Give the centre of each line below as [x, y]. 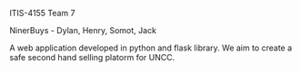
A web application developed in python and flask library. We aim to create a [151, 48]
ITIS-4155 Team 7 [42, 13]
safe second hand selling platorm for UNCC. [92, 57]
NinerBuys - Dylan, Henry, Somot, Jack [83, 30]
